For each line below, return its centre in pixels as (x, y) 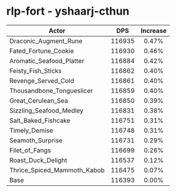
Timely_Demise (31, 130)
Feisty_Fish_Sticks (36, 70)
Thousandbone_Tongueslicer (51, 90)
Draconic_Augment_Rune (46, 41)
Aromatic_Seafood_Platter (47, 61)
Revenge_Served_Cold (42, 81)
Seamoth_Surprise (36, 140)
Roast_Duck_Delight (38, 160)
